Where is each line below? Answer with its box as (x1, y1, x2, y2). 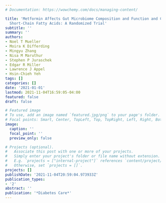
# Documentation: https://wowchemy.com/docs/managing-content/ (5, 7, 138, 12)
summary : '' (5, 30, 30, 35)
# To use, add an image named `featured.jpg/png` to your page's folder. (5, 112, 161, 118)
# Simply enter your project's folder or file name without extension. (5, 154, 161, 159)
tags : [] (5, 76, 23, 81)
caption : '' (9, 126, 35, 131)
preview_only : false (9, 136, 52, 141)
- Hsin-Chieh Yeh (5, 71, 41, 77)
